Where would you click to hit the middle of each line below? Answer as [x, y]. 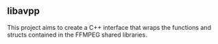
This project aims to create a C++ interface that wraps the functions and [109, 27]
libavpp [23, 11]
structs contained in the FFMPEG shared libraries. [77, 35]
